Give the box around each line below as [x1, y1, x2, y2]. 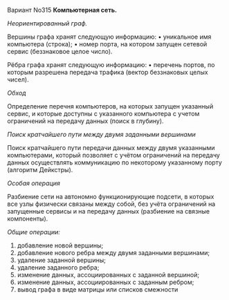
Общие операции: [7, 228, 60, 236]
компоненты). [7, 214, 48, 223]
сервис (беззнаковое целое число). [7, 48, 113, 55]
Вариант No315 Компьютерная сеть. [7, 6, 118, 14]
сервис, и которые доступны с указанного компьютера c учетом [7, 110, 200, 118]
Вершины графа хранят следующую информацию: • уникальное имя [7, 32, 212, 41]
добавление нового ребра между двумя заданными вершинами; [17, 249, 210, 256]
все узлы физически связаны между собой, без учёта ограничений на [7, 200, 216, 208]
